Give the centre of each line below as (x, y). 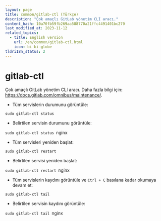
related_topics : (22, 33)
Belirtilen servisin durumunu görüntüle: (52, 123)
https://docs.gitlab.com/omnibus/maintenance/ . (54, 95)
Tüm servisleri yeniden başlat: (43, 142)
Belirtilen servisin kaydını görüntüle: (49, 204)
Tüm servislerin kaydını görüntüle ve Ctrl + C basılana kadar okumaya (84, 180)
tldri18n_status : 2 (25, 51)
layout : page (19, 10)
